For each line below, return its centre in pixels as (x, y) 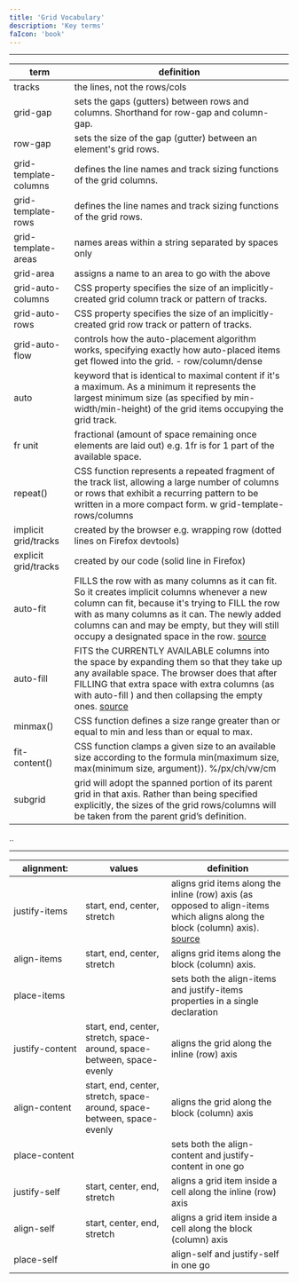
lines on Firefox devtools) (127, 541)
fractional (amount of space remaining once (165, 434)
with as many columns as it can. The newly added (178, 614)
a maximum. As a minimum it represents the (165, 387)
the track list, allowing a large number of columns (176, 482)
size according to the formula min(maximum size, (176, 757)
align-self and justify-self (225, 1255)
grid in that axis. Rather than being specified (166, 794)
